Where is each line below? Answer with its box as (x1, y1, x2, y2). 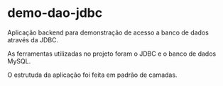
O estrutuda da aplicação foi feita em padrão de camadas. (7, 70, 178, 79)
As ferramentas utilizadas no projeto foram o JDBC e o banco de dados (7, 49, 217, 58)
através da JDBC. (7, 35, 59, 44)
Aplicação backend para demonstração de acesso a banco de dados (7, 28, 210, 37)
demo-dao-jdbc (7, 5, 103, 21)
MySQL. (7, 56, 31, 65)
